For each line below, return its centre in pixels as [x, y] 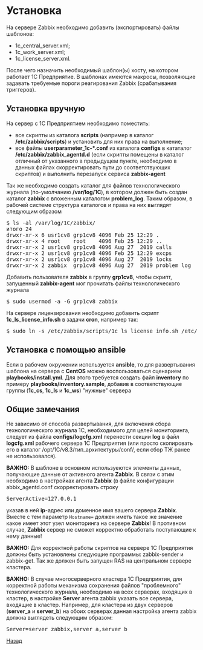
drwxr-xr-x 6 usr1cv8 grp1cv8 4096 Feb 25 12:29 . [83, 235]
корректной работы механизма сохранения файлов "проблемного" [94, 586]
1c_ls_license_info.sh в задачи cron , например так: [72, 319]
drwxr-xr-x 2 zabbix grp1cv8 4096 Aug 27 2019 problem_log [99, 265]
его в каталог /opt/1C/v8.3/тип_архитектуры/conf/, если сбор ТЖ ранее [98, 450]
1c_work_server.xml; [40, 52]
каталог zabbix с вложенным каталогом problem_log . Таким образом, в [99, 198]
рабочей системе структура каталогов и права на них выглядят [89, 205]
